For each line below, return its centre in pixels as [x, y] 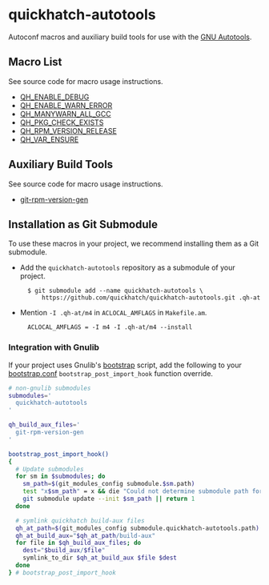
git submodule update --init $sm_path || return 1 [109, 499]
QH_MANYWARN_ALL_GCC [65, 114]
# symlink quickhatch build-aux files [80, 521]
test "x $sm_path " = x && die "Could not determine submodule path [136, 491]
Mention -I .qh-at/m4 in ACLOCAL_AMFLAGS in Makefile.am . [113, 313]
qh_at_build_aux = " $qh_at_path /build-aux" [86, 535]
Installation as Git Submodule [83, 224]
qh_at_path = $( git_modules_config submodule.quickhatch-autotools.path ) [138, 528]
